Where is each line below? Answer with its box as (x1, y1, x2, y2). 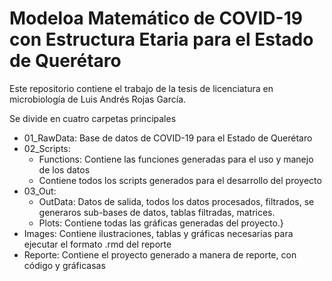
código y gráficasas (23, 259, 106, 271)
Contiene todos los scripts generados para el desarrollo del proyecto (38, 174, 322, 186)
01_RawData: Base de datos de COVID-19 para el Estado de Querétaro (23, 132, 313, 144)
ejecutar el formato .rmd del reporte (23, 238, 172, 250)
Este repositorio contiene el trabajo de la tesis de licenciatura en (9, 82, 274, 94)
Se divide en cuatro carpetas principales (9, 112, 177, 124)
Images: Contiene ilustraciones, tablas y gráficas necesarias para (23, 227, 294, 239)
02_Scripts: (23, 142, 71, 154)
